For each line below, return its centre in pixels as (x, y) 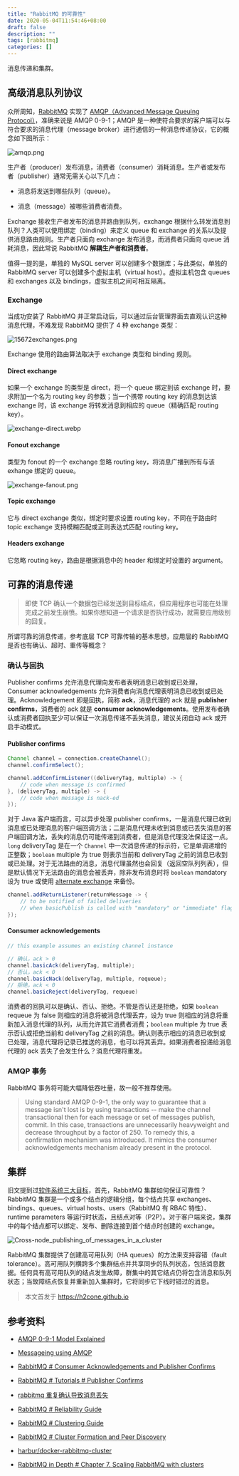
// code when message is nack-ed (70, 798)
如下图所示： (32, 138)
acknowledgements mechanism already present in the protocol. (118, 1148)
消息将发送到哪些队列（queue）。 (66, 191)
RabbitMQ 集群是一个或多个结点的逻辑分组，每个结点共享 (91, 1199)
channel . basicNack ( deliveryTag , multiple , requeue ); (87, 979)
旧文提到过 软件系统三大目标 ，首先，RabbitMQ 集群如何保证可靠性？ (107, 1190)
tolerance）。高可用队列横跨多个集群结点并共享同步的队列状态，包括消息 (113, 1264)
